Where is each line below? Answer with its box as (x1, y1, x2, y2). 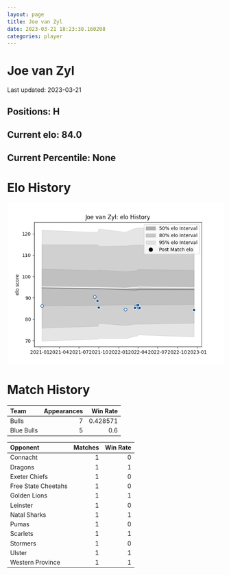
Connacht (10, 453, 38, 462)
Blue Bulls (10, 426, 38, 435)
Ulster (10, 548, 27, 556)
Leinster (10, 501, 34, 509)
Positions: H (7, 106, 60, 117)
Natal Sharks (10, 511, 47, 519)
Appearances (43, 406, 84, 415)
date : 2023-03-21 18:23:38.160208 (7, 25, 106, 32)
